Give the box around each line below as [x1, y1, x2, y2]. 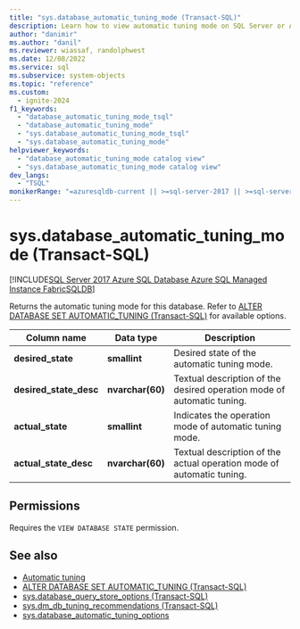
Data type [114, 331, 158, 343]
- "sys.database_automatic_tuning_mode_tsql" [17, 129, 190, 138]
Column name [25, 331, 87, 343]
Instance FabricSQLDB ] [9, 283, 96, 294]
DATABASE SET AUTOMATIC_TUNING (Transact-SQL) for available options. [9, 310, 287, 321]
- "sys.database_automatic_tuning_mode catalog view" [17, 162, 221, 171]
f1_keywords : [9, 104, 58, 113]
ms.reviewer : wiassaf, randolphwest [9, 46, 146, 55]
